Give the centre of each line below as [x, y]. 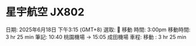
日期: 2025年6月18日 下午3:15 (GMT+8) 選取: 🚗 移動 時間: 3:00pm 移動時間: [98, 29]
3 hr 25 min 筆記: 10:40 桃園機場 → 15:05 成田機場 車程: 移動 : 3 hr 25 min [96, 37]
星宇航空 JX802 [45, 12]
